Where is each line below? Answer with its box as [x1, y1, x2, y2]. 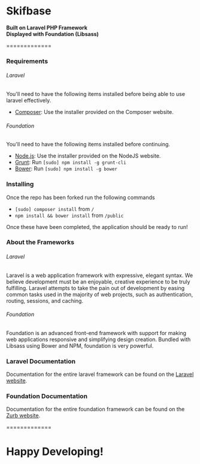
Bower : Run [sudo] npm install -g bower [14, 165, 118, 172]
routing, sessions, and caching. [6, 297, 84, 304]
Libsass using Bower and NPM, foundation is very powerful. [6, 342, 154, 349]
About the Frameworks [6, 238, 75, 246]
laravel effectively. [6, 97, 51, 104]
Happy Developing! [6, 445, 104, 458]
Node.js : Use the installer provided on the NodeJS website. [14, 152, 161, 159]
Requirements [6, 57, 49, 65]
